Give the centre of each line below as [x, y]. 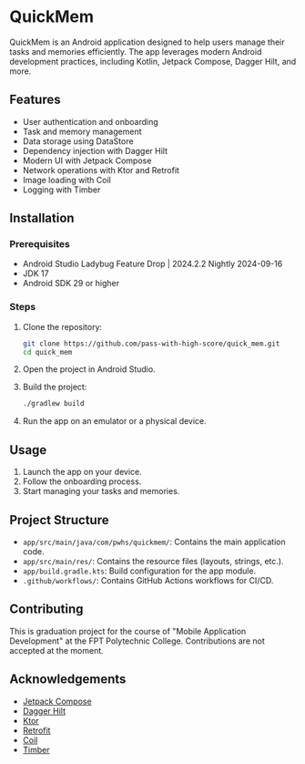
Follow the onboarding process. [82, 481]
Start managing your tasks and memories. [101, 491]
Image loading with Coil [66, 180]
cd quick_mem [47, 352]
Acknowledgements [68, 680]
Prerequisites [40, 244]
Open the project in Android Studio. [89, 369]
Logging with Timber [61, 190]
